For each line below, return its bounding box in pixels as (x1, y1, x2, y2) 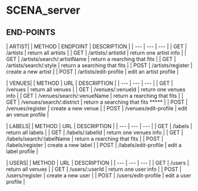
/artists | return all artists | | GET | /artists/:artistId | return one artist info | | (6, 49, 187, 56)
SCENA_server (6, 4, 81, 17)
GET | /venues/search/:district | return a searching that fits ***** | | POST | (6, 98, 188, 106)
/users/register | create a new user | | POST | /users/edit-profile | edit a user (6, 172, 191, 179)
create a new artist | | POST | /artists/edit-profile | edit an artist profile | (6, 68, 179, 75)
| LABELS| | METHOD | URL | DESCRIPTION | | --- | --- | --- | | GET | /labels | (6, 123, 193, 129)
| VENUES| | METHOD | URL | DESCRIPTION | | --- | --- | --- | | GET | (6, 79, 173, 87)
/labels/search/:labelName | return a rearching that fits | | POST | (6, 135, 164, 142)
